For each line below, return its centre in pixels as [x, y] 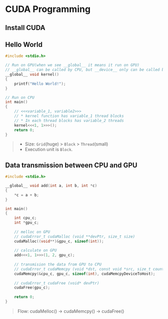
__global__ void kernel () [32, 74]
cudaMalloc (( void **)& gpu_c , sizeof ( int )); [59, 241]
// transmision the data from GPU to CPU [58, 264]
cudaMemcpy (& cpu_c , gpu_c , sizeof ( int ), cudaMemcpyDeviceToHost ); [85, 273]
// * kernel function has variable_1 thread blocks [69, 116]
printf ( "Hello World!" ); [40, 83]
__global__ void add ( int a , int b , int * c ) [51, 186]
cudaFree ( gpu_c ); [32, 288]
